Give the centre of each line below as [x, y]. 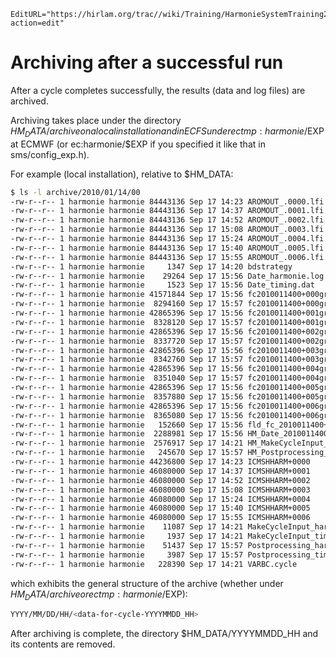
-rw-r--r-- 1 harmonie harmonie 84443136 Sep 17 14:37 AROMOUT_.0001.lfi [167, 211]
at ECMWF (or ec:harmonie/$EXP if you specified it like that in [138, 144]
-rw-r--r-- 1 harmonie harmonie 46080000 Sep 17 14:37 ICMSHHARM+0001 [160, 471]
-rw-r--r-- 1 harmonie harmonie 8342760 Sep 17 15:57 [127, 360]
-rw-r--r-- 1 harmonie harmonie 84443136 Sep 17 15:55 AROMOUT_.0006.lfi [167, 257]
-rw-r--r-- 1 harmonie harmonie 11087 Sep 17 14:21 [127, 527]
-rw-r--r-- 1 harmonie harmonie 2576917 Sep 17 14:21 [127, 443]
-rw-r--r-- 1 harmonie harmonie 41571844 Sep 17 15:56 [127, 295]
